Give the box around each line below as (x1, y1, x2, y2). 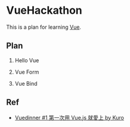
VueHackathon (6, 4, 82, 17)
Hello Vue (14, 56, 39, 63)
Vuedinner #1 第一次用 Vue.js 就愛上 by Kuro (14, 114, 124, 121)
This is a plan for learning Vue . (6, 23, 82, 31)
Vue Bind (14, 80, 38, 87)
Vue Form (14, 68, 39, 75)
